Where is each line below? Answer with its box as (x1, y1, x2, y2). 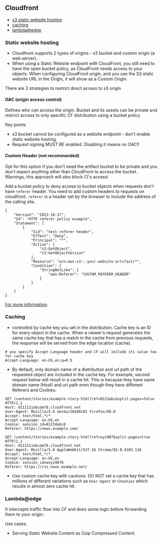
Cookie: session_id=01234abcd (5, 422, 66, 426)
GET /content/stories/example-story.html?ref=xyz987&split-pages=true (5, 434, 150, 440)
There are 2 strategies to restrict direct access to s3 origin (5, 85, 121, 91)
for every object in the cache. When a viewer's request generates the (12, 329, 151, 335)
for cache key (5, 354, 34, 359)
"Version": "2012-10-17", (14, 212, 66, 217)
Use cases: (5, 521, 28, 527)
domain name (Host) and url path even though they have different (12, 382, 143, 388)
